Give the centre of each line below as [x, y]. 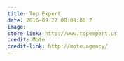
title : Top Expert [34, 14]
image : [17, 27]
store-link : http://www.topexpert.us [62, 33]
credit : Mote [26, 40]
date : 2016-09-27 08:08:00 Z [50, 20]
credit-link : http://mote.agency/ [58, 46]
